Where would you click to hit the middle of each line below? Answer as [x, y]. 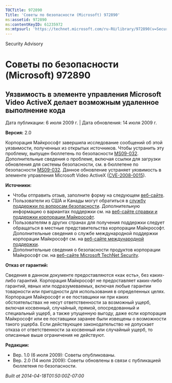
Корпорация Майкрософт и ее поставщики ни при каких [67, 297]
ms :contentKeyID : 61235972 [34, 24]
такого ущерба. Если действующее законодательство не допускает [80, 324]
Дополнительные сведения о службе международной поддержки [85, 234]
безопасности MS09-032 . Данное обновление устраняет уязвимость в [83, 170]
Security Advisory [24, 44]
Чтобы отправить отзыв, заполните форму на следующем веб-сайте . [89, 195]
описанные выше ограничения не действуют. [55, 335]
